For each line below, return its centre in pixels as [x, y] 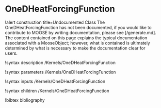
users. [11, 53]
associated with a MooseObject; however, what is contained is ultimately [78, 43]
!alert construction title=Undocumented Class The [55, 22]
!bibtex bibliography [25, 100]
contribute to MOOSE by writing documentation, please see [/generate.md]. [81, 32]
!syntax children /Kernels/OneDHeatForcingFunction [57, 91]
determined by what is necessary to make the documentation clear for [75, 48]
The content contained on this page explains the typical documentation [76, 38]
